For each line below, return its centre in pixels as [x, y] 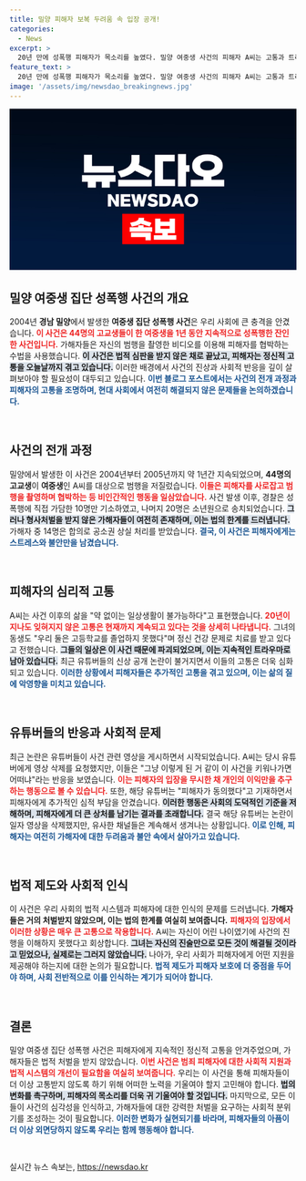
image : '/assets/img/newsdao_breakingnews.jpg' [102, 87]
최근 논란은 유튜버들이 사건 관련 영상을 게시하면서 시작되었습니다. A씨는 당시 [145, 756]
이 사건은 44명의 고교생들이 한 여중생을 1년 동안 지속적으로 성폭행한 [154, 334]
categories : [32, 29]
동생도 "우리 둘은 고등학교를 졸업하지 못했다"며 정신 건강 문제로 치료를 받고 [142, 638]
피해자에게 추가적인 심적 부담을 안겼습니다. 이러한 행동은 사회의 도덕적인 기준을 [148, 802]
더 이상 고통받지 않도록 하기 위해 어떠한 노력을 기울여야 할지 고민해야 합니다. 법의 [153, 1084]
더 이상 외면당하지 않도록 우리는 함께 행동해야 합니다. [102, 1130]
